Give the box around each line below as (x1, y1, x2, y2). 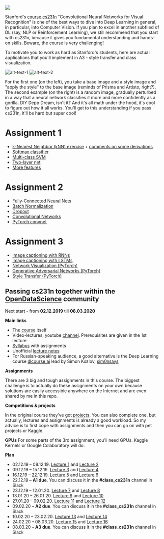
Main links (5, 317, 27, 323)
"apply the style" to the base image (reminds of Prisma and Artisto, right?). (5, 84, 156, 90)
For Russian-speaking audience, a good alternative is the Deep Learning (12, 353, 159, 359)
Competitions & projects (5, 403, 55, 408)
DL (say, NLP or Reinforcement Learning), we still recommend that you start (5, 29, 158, 35)
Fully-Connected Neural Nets (12, 198, 71, 204)
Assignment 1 (5, 128, 62, 138)
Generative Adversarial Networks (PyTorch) (12, 268, 101, 273)
